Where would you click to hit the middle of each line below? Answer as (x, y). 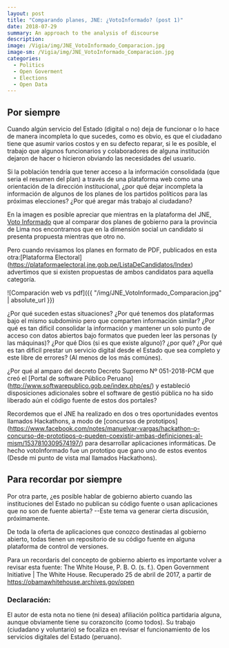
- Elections (31, 78)
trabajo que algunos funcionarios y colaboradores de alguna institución (109, 151)
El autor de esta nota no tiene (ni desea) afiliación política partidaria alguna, (114, 615)
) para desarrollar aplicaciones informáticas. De (148, 443)
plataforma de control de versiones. (58, 546)
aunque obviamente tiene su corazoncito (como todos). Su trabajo (101, 622)
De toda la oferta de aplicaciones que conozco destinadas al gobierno (107, 531)
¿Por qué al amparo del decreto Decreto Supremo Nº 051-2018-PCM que (111, 371)
